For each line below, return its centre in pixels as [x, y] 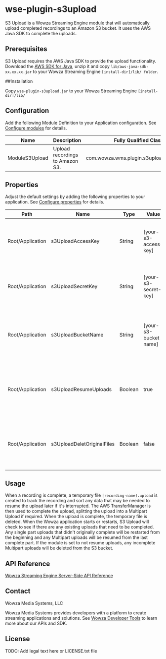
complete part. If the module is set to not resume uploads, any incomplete [80, 543]
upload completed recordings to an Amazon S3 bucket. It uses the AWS [78, 28]
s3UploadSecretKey [74, 286]
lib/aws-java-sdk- [130, 66]
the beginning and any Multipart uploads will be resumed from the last [77, 537]
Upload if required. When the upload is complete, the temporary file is [76, 517]
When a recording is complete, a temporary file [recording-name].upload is [82, 495]
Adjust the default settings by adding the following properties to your [75, 197]
